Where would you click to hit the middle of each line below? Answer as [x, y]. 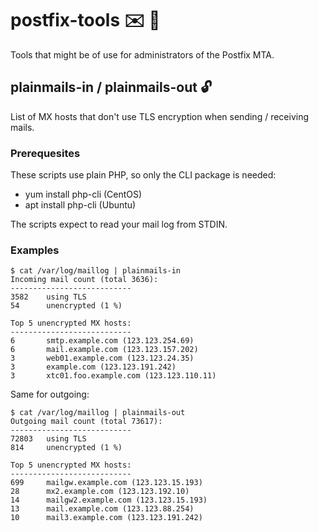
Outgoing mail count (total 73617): [86, 422]
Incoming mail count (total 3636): [84, 280]
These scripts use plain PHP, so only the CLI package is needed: [143, 175]
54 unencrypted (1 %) [66, 306]
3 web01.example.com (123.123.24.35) [102, 358]
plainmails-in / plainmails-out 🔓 [111, 87]
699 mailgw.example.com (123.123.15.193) [106, 483]
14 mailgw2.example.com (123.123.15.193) [109, 500]
